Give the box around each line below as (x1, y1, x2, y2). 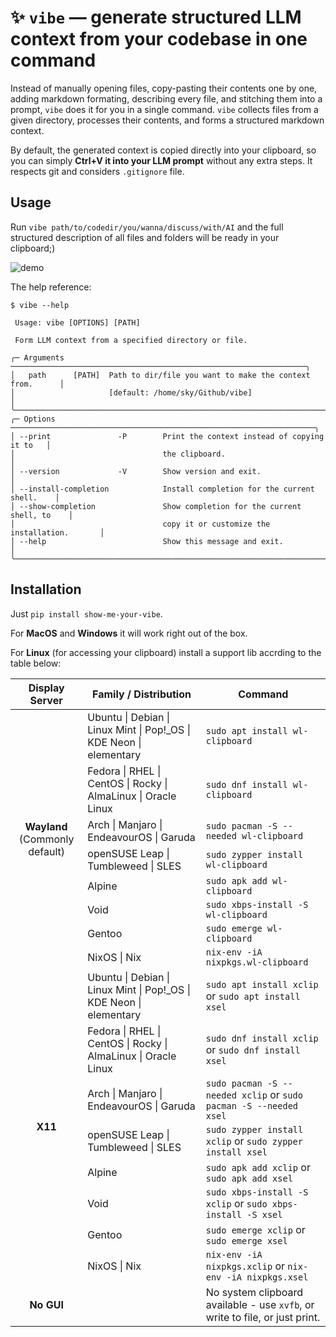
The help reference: (10, 281, 92, 293)
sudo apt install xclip (205, 979, 319, 990)
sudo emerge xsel (205, 1235, 288, 1246)
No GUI (29, 1297, 64, 1311)
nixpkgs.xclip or (205, 1259, 286, 1273)
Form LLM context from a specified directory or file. (14, 335, 248, 345)
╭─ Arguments (10, 352, 65, 363)
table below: (10, 657, 62, 669)
